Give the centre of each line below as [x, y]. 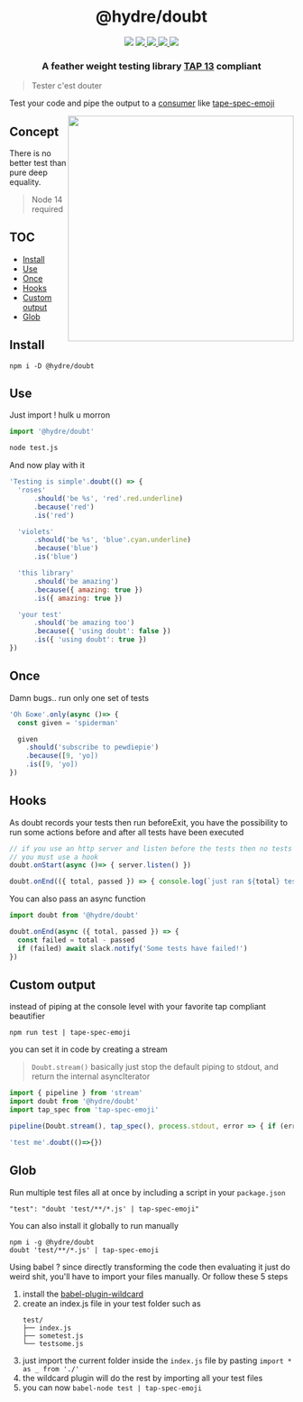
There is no [30, 153]
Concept [34, 131]
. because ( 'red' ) [64, 507]
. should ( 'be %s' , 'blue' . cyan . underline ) [112, 540]
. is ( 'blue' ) [55, 557]
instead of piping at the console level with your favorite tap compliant [138, 1007]
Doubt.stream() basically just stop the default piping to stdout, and [155, 1067]
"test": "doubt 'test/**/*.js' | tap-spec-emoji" [105, 1209]
